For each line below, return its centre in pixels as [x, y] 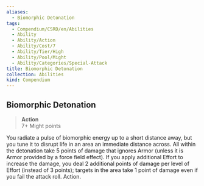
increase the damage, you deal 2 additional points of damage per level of [98, 163]
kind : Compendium [28, 80]
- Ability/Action [34, 40]
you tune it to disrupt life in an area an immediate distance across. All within [101, 144]
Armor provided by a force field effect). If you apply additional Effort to [95, 157]
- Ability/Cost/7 [34, 46]
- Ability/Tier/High [38, 52]
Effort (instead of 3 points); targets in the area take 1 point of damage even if [102, 170]
